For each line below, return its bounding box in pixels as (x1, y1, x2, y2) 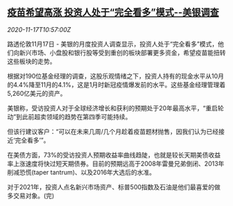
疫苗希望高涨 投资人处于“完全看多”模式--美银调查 (7, 6, 220, 19)
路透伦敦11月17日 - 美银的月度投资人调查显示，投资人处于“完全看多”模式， (7, 40, 218, 48)
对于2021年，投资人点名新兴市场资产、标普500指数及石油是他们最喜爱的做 (7, 182, 221, 191)
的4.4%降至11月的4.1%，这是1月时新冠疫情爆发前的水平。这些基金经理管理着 (7, 80, 226, 89)
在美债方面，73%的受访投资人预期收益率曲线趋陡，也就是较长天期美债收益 (7, 151, 221, 159)
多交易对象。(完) (7, 191, 55, 200)
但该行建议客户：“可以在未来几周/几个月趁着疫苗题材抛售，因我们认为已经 (7, 127, 219, 135)
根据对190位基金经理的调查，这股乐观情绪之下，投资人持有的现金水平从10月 (7, 71, 224, 80)
